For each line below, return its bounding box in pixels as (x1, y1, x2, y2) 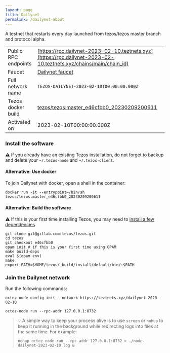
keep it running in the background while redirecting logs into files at (17, 323, 158, 330)
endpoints (8, 60, 32, 67)
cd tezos (5, 236, 24, 241)
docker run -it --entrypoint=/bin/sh (5, 190, 85, 195)
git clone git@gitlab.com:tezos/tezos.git (5, 231, 96, 236)
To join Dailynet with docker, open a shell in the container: (5, 180, 126, 186)
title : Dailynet (5, 12, 39, 17)
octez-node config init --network (5, 295, 78, 301)
